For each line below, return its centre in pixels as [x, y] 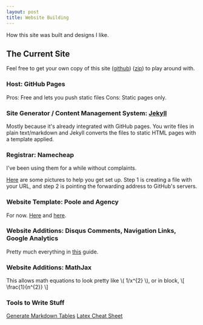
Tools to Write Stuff [35, 303]
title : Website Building [38, 18]
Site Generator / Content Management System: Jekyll [87, 113]
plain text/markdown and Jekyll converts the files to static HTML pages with [101, 132]
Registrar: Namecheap [40, 155]
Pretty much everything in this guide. [52, 252]
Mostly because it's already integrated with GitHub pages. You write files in [100, 126]
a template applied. [30, 139]
